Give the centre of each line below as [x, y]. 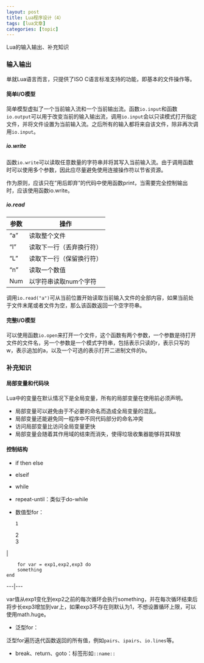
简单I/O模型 [21, 94]
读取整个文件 [47, 236]
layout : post [23, 12]
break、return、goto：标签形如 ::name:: [65, 653]
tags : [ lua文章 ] [26, 23]
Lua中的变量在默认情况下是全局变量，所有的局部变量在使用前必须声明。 [97, 398]
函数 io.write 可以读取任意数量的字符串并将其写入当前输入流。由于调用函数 [100, 162]
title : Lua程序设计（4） [35, 18]
